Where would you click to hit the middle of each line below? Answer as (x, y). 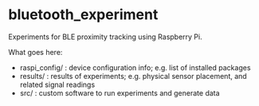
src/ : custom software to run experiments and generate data (120, 92)
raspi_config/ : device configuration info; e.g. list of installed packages (135, 67)
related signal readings (57, 84)
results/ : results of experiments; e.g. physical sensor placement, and (133, 76)
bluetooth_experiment (83, 15)
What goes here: (35, 52)
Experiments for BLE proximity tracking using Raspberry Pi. (105, 37)
